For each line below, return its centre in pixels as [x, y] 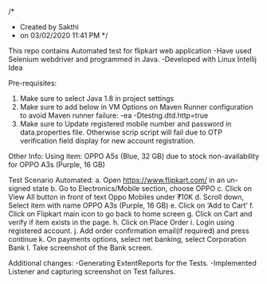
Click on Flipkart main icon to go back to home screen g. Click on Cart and [130, 214]
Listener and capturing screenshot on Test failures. [92, 271]
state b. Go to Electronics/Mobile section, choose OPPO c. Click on [142, 189]
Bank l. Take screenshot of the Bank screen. [80, 247]
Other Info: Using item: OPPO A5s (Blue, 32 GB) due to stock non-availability [134, 156]
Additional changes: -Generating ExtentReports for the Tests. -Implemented [132, 263]
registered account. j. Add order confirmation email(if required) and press [129, 231]
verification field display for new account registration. [108, 141]
